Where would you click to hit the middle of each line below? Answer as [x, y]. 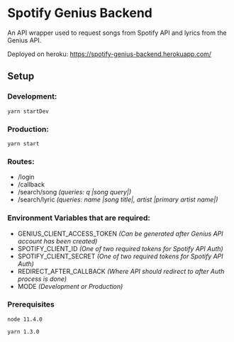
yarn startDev [28, 111]
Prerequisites [31, 304]
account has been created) [57, 241]
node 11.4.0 [25, 319]
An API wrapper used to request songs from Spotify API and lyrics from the [117, 33]
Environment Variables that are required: [79, 218]
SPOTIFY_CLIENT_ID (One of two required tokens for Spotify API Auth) [120, 248]
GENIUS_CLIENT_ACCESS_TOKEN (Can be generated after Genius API [120, 233]
